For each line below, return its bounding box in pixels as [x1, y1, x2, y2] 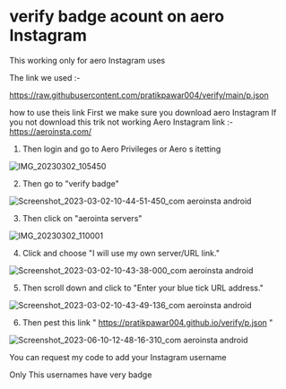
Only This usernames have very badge [9, 369, 152, 380]
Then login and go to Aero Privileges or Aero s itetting [22, 143, 221, 154]
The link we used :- [9, 72, 81, 82]
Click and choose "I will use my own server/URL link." [22, 247, 220, 258]
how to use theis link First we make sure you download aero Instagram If [9, 107, 277, 117]
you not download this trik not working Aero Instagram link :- [9, 117, 234, 127]
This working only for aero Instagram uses [9, 55, 166, 65]
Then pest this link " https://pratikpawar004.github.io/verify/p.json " [22, 316, 273, 328]
